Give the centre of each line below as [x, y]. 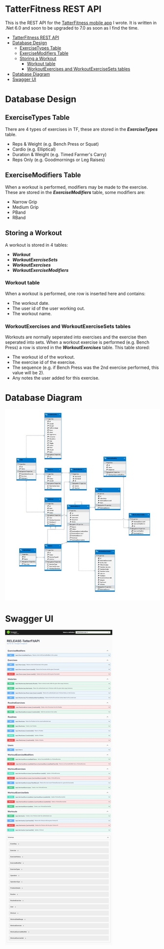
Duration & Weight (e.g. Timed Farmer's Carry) [59, 154]
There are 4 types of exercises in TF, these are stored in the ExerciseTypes [82, 129]
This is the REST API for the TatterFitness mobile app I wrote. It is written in [81, 23]
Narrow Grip [25, 202]
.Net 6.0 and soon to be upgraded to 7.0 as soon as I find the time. [72, 28]
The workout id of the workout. [43, 357]
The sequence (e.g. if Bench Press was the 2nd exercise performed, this [85, 367]
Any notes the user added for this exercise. [56, 378]
